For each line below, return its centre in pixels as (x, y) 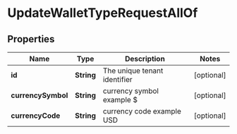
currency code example (142, 111)
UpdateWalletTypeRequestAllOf (103, 13)
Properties (31, 39)
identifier (117, 79)
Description (145, 59)
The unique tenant (133, 71)
